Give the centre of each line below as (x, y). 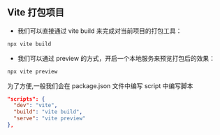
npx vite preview (32, 71)
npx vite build (29, 44)
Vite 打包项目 (36, 13)
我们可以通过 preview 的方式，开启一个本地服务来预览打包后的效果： (116, 58)
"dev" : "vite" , (36, 106)
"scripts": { (26, 99)
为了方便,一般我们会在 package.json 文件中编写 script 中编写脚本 (100, 85)
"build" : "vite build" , (48, 112)
